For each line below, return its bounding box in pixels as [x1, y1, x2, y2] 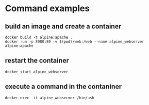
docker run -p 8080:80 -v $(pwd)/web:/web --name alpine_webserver [5, 39, 145, 44]
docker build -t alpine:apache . [5, 35, 73, 40]
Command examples [5, 3, 90, 14]
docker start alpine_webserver [5, 69, 68, 74]
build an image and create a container [5, 22, 121, 30]
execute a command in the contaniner [5, 83, 122, 91]
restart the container [5, 57, 69, 65]
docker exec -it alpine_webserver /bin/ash [5, 95, 95, 100]
